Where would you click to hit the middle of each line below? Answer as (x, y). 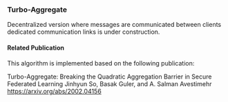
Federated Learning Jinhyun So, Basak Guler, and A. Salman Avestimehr (110, 83)
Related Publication (36, 48)
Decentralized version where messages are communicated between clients (114, 25)
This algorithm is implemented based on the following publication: (101, 63)
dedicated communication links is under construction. (84, 32)
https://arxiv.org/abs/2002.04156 (54, 91)
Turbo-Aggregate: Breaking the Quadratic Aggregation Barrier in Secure (110, 76)
